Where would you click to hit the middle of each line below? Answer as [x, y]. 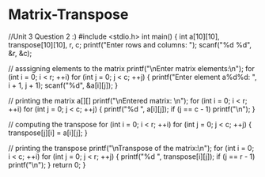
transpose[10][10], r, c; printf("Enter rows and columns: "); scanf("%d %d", [130, 44]
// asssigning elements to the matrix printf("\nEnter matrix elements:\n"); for [132, 68]
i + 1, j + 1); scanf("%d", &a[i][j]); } [63, 85]
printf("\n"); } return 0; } [47, 164]
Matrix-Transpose [68, 15]
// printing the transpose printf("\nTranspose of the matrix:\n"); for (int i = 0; [131, 148]
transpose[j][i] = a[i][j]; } [48, 133]
